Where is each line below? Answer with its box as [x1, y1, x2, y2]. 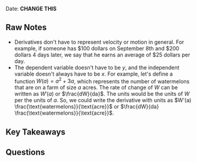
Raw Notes [5, 22, 47, 32]
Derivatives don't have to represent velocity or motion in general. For [14, 38, 184, 46]
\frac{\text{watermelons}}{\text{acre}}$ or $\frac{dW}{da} [14, 103, 159, 110]
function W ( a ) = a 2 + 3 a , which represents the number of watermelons [14, 76, 190, 85]
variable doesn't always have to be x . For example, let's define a [14, 70, 173, 77]
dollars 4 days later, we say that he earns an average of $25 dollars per [14, 51, 190, 58]
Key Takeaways [5, 127, 66, 137]
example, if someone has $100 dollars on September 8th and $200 [14, 44, 180, 52]
